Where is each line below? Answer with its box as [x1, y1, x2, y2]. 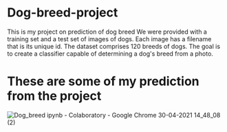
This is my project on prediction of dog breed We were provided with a [7, 27, 208, 36]
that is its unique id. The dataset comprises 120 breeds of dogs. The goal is [7, 42, 221, 50]
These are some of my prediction [7, 74, 199, 89]
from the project [7, 88, 102, 104]
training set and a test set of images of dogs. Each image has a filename [7, 34, 212, 43]
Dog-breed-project [7, 5, 118, 21]
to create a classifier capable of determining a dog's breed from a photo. [7, 49, 213, 58]
